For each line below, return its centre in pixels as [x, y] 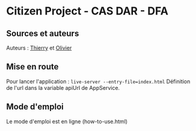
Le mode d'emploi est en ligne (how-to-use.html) [67, 121]
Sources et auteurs [43, 34]
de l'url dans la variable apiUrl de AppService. [63, 88]
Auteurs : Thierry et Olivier [39, 48]
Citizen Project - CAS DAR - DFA [87, 11]
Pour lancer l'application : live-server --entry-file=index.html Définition [98, 81]
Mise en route [32, 67]
